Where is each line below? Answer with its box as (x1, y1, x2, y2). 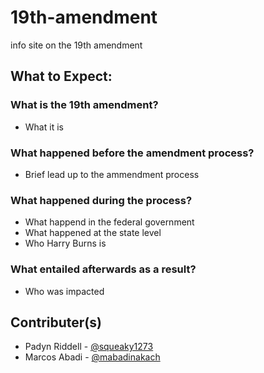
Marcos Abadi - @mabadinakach (24, 351, 161, 363)
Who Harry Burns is (24, 237, 107, 250)
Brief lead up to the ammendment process (24, 168, 200, 180)
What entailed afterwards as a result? (10, 262, 197, 276)
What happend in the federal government (24, 216, 195, 228)
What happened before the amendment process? (10, 146, 255, 160)
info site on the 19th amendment (10, 39, 143, 51)
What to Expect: (10, 68, 113, 85)
